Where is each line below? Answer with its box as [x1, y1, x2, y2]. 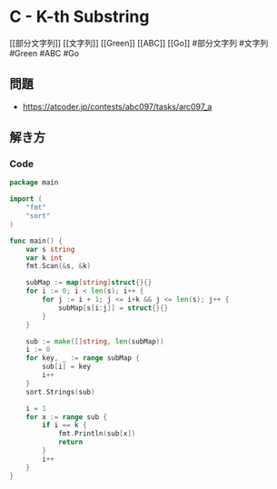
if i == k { [42, 421, 88, 430]
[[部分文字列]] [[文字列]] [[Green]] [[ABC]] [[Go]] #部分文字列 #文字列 [9, 37, 269, 48]
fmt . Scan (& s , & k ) [25, 262, 92, 271]
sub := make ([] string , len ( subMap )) [25, 336, 165, 346]
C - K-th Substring [9, 6, 150, 27]
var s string [25, 244, 75, 254]
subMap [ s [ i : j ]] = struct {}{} [57, 303, 169, 313]
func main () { [9, 236, 64, 245]
